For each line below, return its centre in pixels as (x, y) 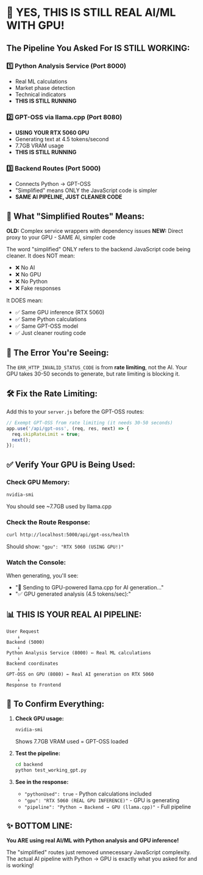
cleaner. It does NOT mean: (41, 256)
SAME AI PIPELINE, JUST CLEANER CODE (69, 197)
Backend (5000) (26, 642)
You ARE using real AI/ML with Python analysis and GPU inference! (93, 841)
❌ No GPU (28, 275)
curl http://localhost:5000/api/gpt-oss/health (68, 535)
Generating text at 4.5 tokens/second (62, 139)
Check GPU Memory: (38, 482)
